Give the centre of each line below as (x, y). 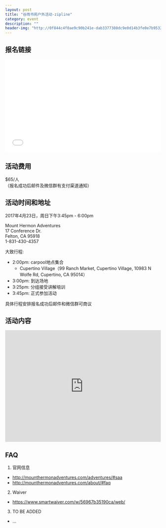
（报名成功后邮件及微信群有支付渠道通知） (48, 185)
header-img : (17, 28)
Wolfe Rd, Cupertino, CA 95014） (54, 274)
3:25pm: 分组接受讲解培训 (39, 287)
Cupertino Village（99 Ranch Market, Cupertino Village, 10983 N (85, 268)
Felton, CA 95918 (23, 236)
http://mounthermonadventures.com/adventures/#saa (67, 477)
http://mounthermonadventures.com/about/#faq (62, 483)
